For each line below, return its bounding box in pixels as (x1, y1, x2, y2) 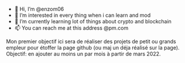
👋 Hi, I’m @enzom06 (14, 6, 64, 12)
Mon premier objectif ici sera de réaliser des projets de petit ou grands (6, 38, 177, 45)
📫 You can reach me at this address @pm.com (14, 24, 129, 32)
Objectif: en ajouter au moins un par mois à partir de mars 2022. (6, 50, 161, 57)
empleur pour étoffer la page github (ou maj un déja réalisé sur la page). (6, 44, 180, 51)
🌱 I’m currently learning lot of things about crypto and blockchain (14, 18, 172, 24)
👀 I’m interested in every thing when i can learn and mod (14, 12, 151, 19)
